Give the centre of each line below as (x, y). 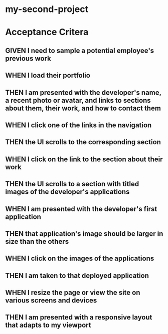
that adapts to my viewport (48, 325)
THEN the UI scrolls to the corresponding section (83, 142)
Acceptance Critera (47, 32)
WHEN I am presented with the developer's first (81, 209)
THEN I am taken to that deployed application (77, 276)
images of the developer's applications (67, 192)
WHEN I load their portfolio (48, 75)
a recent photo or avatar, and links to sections (78, 100)
